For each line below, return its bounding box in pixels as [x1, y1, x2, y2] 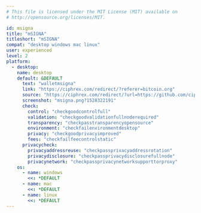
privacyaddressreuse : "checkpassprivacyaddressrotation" [28, 147, 172, 153]
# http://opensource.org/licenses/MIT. [6, 14, 106, 20]
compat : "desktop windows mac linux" [6, 42, 100, 48]
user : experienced [6, 47, 52, 54]
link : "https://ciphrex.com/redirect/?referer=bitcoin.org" [22, 86, 175, 93]
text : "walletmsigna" [22, 81, 77, 87]
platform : [6, 58, 31, 65]
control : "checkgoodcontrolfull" [28, 108, 111, 114]
